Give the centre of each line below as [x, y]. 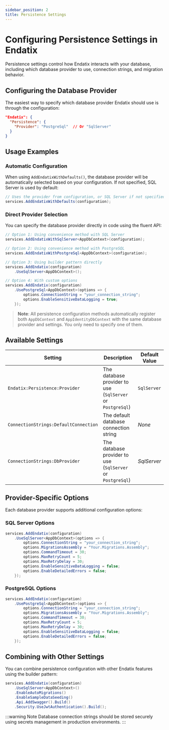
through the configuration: [32, 108]
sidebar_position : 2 [27, 10]
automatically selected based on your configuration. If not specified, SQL [81, 182]
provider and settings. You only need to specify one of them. [80, 324]
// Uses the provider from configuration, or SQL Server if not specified [85, 197]
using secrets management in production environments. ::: [66, 722]
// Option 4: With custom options [41, 281]
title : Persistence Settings [36, 15]
